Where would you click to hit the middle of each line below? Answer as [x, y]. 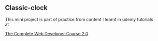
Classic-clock [26, 8]
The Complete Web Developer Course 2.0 [47, 33]
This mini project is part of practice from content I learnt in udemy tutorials [79, 19]
